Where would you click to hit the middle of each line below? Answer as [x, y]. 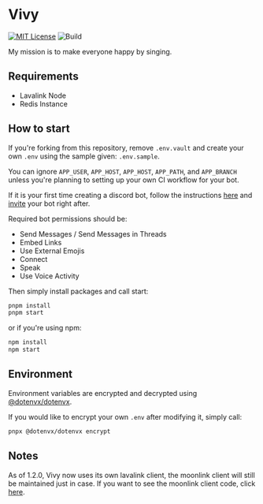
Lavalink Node [43, 95]
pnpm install [30, 305]
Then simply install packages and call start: [78, 291]
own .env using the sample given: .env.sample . [84, 156]
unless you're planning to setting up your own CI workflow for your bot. [124, 180]
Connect [33, 259]
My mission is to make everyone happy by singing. [90, 51]
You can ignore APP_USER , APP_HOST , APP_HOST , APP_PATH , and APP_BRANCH [123, 171]
